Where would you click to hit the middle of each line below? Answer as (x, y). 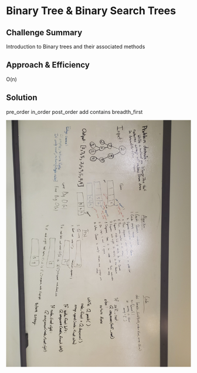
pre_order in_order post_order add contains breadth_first (74, 112)
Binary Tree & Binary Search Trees (91, 11)
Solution (22, 98)
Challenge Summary (44, 33)
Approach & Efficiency (48, 65)
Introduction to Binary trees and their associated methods (76, 46)
